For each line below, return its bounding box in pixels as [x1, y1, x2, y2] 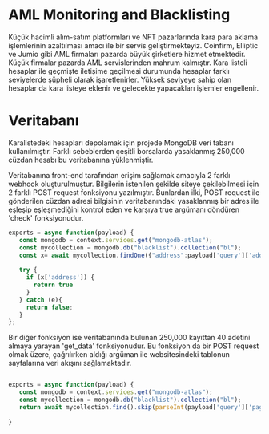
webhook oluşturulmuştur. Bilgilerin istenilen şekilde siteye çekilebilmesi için [8, 179, 259, 189]
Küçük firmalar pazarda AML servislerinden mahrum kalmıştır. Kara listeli [8, 58, 248, 67]
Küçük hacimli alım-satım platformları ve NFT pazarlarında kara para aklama [8, 32, 259, 42]
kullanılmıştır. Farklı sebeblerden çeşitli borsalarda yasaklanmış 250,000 [8, 146, 246, 156]
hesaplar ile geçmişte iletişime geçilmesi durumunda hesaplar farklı [8, 66, 230, 75]
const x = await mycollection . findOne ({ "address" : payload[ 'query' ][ [18, 251, 249, 259]
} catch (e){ [18, 295, 62, 304]
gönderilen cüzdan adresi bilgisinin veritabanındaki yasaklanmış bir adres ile [8, 196, 259, 205]
